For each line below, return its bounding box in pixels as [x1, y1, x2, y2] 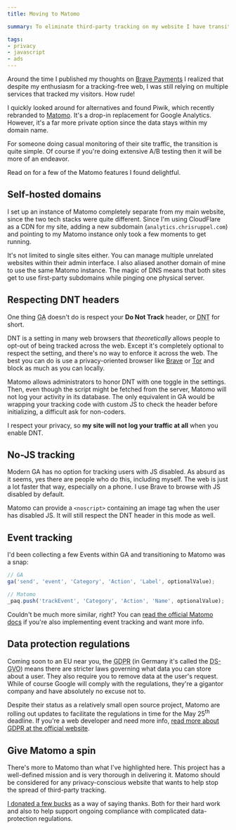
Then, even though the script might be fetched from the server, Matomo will [7, 385, 227, 393]
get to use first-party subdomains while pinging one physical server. [7, 273, 205, 282]
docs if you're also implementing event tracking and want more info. [7, 618, 205, 626]
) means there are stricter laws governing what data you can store [20, 664, 212, 673]
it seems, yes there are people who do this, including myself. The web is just [7, 475, 228, 484]
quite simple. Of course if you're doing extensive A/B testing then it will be [7, 147, 222, 155]
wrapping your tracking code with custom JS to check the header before [7, 400, 218, 408]
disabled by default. [7, 490, 65, 499]
